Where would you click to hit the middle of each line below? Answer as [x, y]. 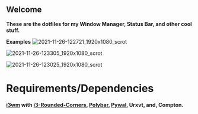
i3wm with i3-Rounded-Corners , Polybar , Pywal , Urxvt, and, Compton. [95, 105]
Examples [19, 41]
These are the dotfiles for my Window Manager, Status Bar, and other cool [99, 24]
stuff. [13, 30]
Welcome [24, 10]
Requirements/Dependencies [80, 89]
